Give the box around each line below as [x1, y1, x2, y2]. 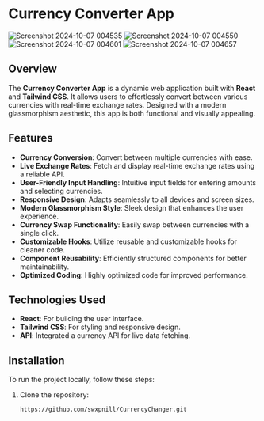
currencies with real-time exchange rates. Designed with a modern [8, 100, 227, 109]
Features [8, 131, 53, 145]
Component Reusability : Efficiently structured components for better [19, 253, 247, 263]
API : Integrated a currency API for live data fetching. [19, 331, 191, 340]
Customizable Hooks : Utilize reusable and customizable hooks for [19, 237, 238, 246]
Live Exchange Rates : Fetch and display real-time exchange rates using [19, 161, 255, 170]
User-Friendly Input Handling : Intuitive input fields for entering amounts [19, 177, 256, 187]
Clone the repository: [19, 390, 90, 400]
